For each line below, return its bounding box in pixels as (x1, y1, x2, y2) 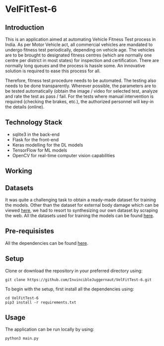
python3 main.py (5, 336, 39, 341)
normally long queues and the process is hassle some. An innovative (5, 63, 145, 68)
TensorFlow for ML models (12, 147, 67, 153)
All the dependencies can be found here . (5, 240, 88, 246)
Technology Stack (5, 118, 62, 127)
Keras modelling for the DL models (12, 142, 83, 148)
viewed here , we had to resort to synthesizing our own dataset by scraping (5, 207, 158, 214)
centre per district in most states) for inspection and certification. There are (5, 58, 160, 63)
